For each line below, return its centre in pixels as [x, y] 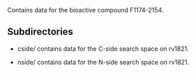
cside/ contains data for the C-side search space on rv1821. [103, 49]
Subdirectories [40, 32]
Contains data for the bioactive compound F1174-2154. [85, 10]
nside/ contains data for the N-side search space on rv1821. [103, 62]
